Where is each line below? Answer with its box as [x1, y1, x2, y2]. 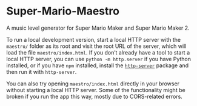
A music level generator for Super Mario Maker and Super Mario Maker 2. [6, 24, 190, 31]
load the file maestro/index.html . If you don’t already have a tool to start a [6, 48, 190, 56]
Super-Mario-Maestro [6, 4, 120, 18]
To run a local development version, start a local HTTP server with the [6, 36, 181, 43]
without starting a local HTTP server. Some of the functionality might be [6, 86, 186, 93]
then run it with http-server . [6, 68, 77, 75]
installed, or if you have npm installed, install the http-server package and [6, 62, 189, 69]
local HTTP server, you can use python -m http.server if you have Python [6, 55, 191, 62]
